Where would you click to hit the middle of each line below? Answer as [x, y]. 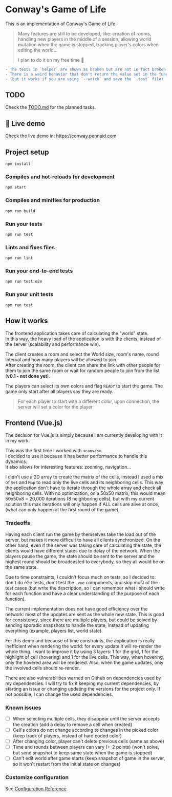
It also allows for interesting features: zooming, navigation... [68, 467]
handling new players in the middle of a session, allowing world [84, 39]
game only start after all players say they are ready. [59, 391]
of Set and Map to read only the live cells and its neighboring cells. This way [84, 483]
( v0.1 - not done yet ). [28, 376]
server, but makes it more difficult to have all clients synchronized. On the [83, 540]
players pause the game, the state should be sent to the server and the [80, 556]
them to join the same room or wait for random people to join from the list [82, 370]
